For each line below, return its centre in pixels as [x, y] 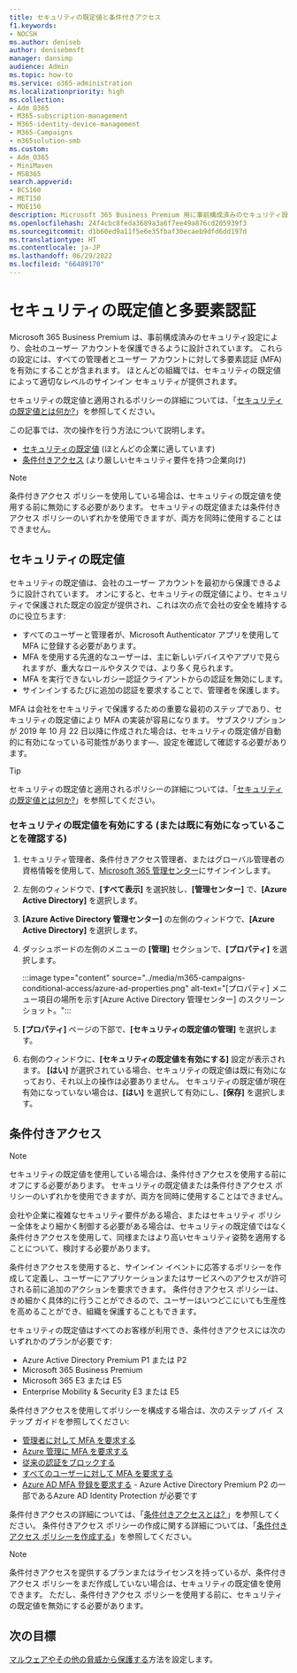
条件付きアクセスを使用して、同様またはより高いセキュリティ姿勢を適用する [148, 1237]
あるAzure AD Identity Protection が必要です [118, 1495]
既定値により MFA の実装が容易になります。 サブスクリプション [171, 720]
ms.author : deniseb [45, 42]
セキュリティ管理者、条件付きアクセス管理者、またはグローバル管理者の [153, 859]
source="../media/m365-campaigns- [179, 977]
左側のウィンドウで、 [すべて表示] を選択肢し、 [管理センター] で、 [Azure [154, 889]
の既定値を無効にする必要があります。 [79, 1605]
